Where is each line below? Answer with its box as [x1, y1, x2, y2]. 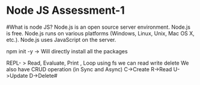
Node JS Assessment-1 [6, 4, 125, 17]
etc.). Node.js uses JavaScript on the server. [6, 36, 117, 43]
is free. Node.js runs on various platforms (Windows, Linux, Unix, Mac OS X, [6, 29, 195, 37]
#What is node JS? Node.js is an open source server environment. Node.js [6, 23, 191, 31]
